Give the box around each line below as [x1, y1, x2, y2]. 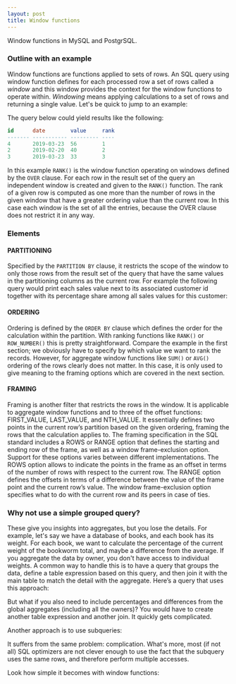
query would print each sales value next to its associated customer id [7, 284, 209, 293]
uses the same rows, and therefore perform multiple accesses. [7, 655, 190, 663]
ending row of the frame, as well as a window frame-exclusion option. [7, 445, 210, 453]
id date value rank [7, 127, 115, 134]
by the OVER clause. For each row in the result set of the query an [7, 173, 195, 182]
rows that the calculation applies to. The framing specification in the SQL [7, 430, 218, 439]
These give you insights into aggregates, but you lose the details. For [7, 524, 208, 532]
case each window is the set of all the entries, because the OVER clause [7, 204, 217, 212]
